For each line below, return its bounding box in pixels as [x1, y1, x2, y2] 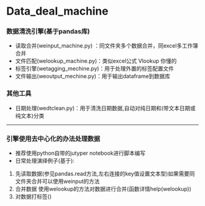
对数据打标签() [15, 193, 52, 201]
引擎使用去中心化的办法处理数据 [6, 134, 101, 143]
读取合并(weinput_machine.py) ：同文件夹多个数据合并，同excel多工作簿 [15, 42, 198, 49]
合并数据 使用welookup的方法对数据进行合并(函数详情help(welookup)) [15, 185, 192, 193]
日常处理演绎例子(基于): [15, 157, 75, 165]
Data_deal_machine [6, 4, 109, 18]
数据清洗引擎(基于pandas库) [6, 27, 90, 36]
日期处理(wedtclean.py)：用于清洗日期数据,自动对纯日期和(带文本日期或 [15, 104, 196, 112]
